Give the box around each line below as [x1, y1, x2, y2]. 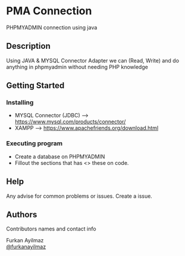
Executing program [6, 139, 63, 148]
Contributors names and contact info [6, 225, 96, 233]
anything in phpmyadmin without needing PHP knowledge [6, 63, 149, 70]
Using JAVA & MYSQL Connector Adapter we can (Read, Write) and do [6, 57, 180, 64]
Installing [6, 98, 34, 107]
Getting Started [6, 80, 65, 90]
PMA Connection [6, 4, 92, 18]
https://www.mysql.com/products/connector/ [14, 118, 126, 126]
